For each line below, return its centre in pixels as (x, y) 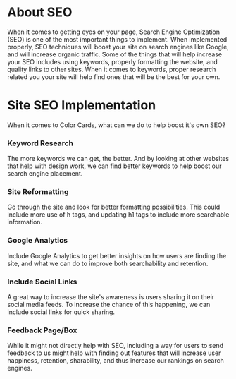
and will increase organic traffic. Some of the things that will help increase (115, 54)
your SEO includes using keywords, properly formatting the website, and (113, 61)
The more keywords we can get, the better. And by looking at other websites (118, 159)
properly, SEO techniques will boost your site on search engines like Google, (118, 47)
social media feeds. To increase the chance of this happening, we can (109, 305)
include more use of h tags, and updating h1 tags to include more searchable (118, 215)
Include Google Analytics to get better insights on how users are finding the (117, 255)
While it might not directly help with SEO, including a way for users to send (116, 346)
